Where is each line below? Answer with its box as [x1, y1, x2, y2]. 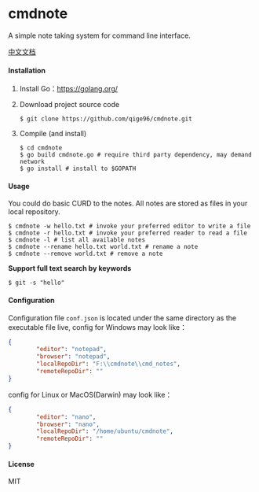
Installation [8, 65, 46, 75]
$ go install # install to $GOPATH [19, 165, 137, 173]
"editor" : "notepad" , [36, 346, 108, 353]
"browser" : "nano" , [36, 420, 100, 428]
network [19, 158, 45, 166]
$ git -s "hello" [8, 279, 65, 287]
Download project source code [19, 100, 120, 109]
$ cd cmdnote [19, 144, 63, 152]
